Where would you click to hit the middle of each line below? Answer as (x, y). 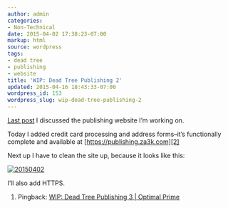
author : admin (28, 14)
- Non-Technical (31, 27)
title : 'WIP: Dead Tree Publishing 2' (65, 80)
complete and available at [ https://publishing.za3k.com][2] (93, 142)
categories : (25, 21)
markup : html (27, 41)
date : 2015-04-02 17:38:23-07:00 (57, 34)
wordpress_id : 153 (35, 93)
